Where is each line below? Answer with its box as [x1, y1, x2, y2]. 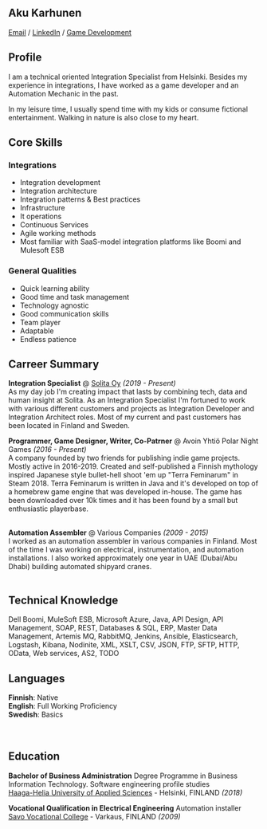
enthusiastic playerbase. [8, 504, 89, 513]
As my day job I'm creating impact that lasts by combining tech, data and [8, 387, 248, 397]
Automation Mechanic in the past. [8, 88, 120, 98]
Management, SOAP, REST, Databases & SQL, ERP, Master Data [8, 623, 218, 633]
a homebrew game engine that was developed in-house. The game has [8, 487, 242, 497]
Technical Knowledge [8, 593, 119, 607]
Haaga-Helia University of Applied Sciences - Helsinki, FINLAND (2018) [8, 788, 243, 797]
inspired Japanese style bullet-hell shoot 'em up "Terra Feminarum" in [8, 470, 239, 480]
